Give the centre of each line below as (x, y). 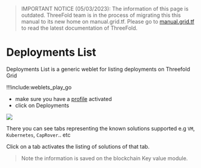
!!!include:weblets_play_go (39, 87)
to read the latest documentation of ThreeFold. (79, 28)
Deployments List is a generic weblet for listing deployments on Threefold (98, 69)
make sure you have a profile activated (63, 99)
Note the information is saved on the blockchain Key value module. (104, 158)
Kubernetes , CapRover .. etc (38, 135)
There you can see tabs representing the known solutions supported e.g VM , (100, 128)
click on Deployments (42, 105)
